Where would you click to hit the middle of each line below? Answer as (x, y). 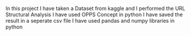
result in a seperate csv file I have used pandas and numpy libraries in (90, 21)
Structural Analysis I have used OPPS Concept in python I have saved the (94, 15)
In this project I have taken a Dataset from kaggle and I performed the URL (95, 8)
